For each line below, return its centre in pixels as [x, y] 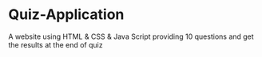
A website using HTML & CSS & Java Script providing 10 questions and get [131, 36]
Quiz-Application [66, 15]
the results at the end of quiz [56, 44]
